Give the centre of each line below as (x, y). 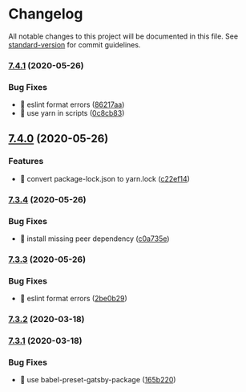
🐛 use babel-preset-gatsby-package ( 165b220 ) (98, 380)
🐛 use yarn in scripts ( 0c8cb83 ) (72, 113)
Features (26, 161)
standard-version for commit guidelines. (75, 44)
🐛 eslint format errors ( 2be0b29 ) (74, 299)
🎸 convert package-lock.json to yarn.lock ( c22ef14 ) (105, 178)
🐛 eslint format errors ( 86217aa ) (72, 104)
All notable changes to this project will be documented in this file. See (123, 36)
